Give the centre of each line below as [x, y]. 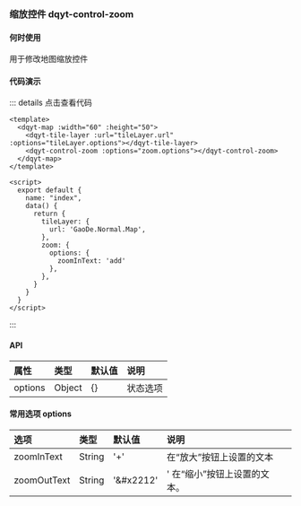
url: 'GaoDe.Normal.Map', [97, 230]
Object [68, 388]
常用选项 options [40, 414]
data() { [42, 206]
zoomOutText [42, 480]
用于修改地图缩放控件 [48, 59]
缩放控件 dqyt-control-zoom [72, 13]
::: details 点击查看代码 [51, 103]
